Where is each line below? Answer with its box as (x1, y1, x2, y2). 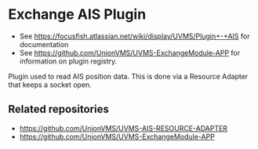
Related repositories (8, 103, 110, 116)
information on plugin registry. (19, 56, 118, 66)
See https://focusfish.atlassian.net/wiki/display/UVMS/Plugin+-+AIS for (19, 31, 250, 41)
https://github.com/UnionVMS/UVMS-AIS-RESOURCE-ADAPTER (19, 123, 228, 133)
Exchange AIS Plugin (8, 5, 147, 24)
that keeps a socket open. (8, 80, 92, 89)
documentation (19, 39, 69, 49)
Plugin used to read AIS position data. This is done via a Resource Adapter (8, 71, 249, 81)
